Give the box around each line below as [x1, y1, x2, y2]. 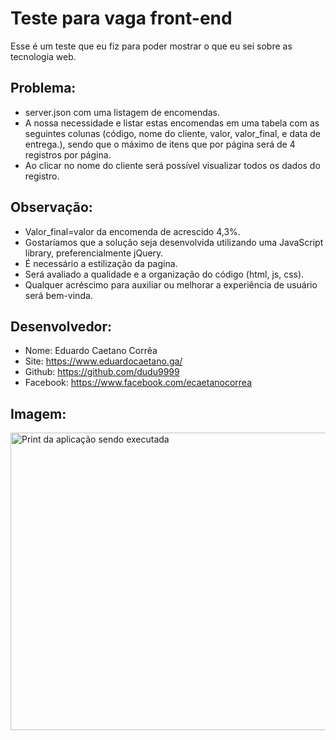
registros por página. [24, 148, 112, 161]
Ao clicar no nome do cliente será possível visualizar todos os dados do [24, 159, 321, 171]
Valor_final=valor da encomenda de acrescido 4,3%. [24, 225, 241, 237]
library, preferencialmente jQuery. [24, 247, 164, 259]
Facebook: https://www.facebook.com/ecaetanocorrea [24, 377, 253, 389]
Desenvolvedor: [10, 318, 113, 335]
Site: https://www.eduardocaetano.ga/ [24, 355, 183, 367]
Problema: [10, 80, 77, 97]
